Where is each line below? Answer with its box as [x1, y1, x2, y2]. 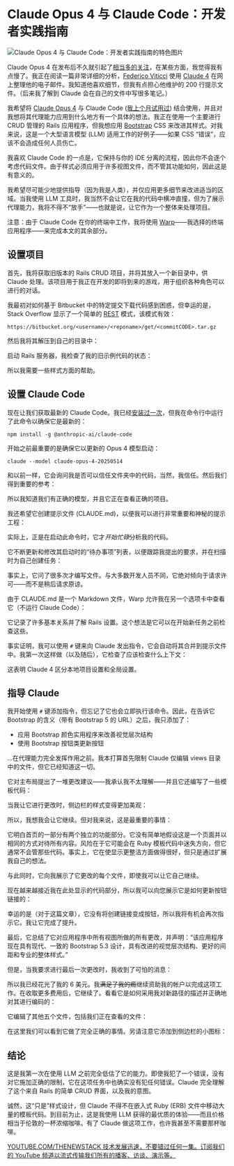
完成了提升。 [43, 918, 81, 927]
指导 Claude [7, 687, 60, 699]
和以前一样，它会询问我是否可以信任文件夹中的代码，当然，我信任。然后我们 [7, 471, 227, 479]
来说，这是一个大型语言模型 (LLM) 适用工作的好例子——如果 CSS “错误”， [7, 129, 219, 138]
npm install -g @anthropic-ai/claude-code [7, 431, 132, 438]
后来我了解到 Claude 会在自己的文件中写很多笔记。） [22, 88, 172, 97]
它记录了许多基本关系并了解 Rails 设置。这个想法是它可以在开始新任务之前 [7, 617, 219, 627]
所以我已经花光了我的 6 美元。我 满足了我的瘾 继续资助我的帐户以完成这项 [7, 980, 216, 988]
